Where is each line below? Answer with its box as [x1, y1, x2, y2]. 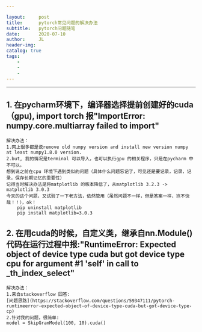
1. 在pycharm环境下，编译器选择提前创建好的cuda [6, 99, 194, 110]
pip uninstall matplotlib [17, 205, 82, 211]
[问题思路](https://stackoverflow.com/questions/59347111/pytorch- [6, 298, 176, 304]
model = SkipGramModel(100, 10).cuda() [6, 320, 106, 326]
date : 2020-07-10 [6, 31, 66, 37]
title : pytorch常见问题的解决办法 [6, 19, 98, 26]
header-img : [6, 42, 36, 48]
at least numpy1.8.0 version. [6, 149, 82, 155]
